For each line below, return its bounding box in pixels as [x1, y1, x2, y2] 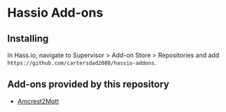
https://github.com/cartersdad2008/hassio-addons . [7, 58, 157, 67]
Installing [7, 33, 49, 45]
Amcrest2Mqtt [17, 97, 59, 105]
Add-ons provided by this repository [7, 79, 169, 90]
